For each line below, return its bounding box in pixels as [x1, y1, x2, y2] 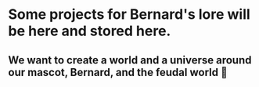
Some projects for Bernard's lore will [8, 5, 250, 24]
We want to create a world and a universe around [8, 53, 252, 67]
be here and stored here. [8, 22, 171, 40]
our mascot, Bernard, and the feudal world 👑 [8, 65, 228, 79]
